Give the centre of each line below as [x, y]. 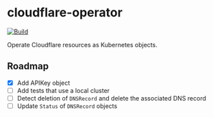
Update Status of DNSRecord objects [67, 106]
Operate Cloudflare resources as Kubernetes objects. [82, 44]
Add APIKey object [43, 83]
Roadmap [28, 66]
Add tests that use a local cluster [63, 90]
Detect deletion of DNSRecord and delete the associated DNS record [112, 98]
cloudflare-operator [65, 13]
